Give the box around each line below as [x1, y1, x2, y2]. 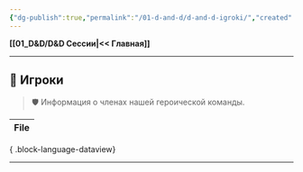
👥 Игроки [9, 73, 64, 88]
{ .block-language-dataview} [9, 144, 116, 155]
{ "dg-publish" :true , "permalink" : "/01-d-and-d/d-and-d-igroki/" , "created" [9, 13, 293, 23]
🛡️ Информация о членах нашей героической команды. [31, 96, 245, 108]
